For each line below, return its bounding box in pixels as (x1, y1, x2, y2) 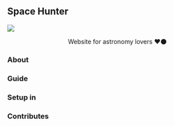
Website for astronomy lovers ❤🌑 (67, 37, 168, 45)
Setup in (7, 92, 36, 102)
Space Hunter (7, 6, 68, 17)
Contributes (7, 111, 49, 121)
